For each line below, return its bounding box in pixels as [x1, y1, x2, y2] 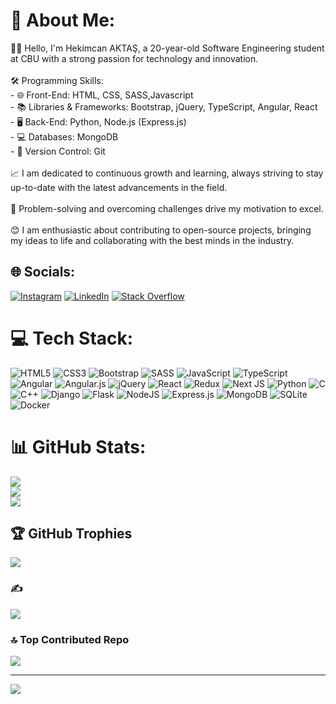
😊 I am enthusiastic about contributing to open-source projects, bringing [10, 224, 312, 236]
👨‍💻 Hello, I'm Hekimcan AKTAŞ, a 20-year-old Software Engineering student [10, 42, 325, 54]
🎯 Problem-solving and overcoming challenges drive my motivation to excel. [10, 202, 324, 214]
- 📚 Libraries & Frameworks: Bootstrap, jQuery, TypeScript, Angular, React [10, 100, 318, 113]
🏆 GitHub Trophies [10, 525, 133, 543]
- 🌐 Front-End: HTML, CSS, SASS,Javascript [10, 89, 194, 101]
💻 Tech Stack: [10, 327, 134, 349]
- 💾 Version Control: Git [10, 145, 106, 157]
